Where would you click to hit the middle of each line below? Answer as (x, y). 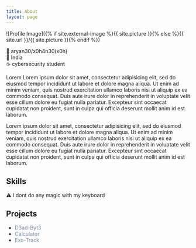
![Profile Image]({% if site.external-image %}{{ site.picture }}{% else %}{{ (95, 33)
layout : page (22, 17)
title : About (22, 11)
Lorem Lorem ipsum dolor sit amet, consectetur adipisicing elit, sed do (91, 77)
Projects (22, 214)
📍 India (14, 57)
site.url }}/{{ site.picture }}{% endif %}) (53, 40)
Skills (16, 181)
